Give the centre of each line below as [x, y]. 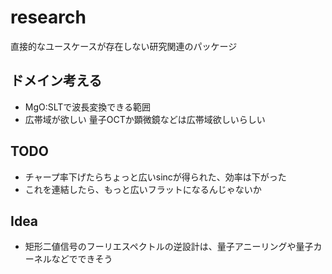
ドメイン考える [56, 81]
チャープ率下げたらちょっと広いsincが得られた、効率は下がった [155, 177]
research [48, 17]
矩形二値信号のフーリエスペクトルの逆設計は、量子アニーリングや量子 [169, 247]
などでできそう [82, 259]
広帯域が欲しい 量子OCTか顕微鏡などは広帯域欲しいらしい [145, 119]
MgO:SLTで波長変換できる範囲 [88, 107]
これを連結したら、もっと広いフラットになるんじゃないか [143, 189]
